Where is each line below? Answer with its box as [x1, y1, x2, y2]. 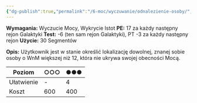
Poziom [12, 68, 35, 76]
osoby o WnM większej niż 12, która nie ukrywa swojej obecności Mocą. [6, 54, 181, 61]
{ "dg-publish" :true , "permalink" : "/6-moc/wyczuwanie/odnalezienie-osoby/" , [6, 8, 193, 15]
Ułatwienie [9, 78, 39, 86]
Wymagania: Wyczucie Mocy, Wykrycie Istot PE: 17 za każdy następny [6, 24, 178, 31]
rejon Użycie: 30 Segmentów [6, 37, 77, 44]
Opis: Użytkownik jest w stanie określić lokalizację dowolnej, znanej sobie [6, 48, 185, 55]
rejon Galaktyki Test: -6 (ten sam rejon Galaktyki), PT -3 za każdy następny [6, 30, 189, 38]
